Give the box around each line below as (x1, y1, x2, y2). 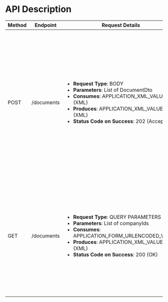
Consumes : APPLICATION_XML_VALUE (73, 93, 166, 100)
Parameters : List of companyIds (73, 219, 149, 226)
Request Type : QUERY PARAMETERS (73, 213, 161, 220)
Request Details (101, 22, 140, 29)
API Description (5, 4, 71, 15)
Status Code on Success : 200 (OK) (73, 251, 158, 258)
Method (7, 22, 27, 29)
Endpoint (34, 22, 57, 29)
